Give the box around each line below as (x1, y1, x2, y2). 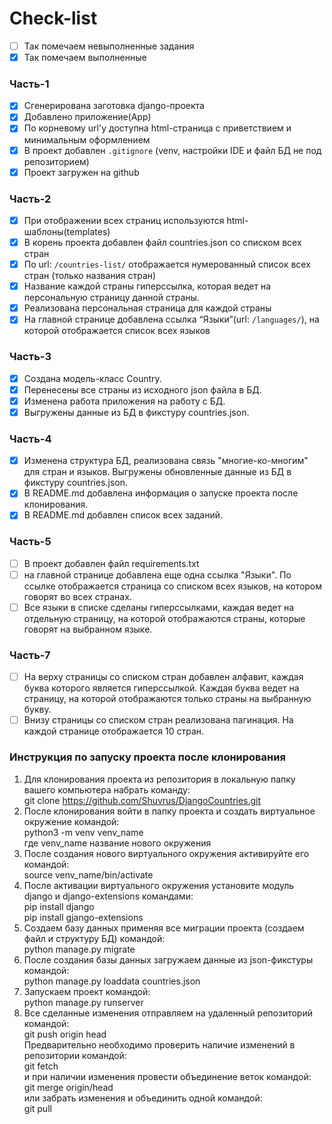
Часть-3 (9, 350, 52, 364)
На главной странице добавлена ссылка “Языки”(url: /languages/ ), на (23, 313, 320, 326)
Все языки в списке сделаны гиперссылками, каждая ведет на (23, 601, 294, 613)
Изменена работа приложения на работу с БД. (23, 395, 226, 407)
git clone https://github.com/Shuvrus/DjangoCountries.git (23, 794, 262, 806)
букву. (23, 703, 52, 716)
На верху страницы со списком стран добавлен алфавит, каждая (23, 671, 304, 683)
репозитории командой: (23, 1049, 127, 1061)
